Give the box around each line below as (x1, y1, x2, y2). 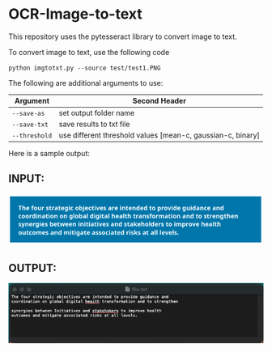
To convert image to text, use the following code (8, 47, 170, 57)
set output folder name (58, 108, 135, 117)
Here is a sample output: (8, 148, 91, 158)
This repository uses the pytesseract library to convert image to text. (8, 32, 237, 41)
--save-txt (11, 121, 49, 129)
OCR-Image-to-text (8, 5, 143, 23)
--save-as (11, 109, 45, 117)
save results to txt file (58, 119, 130, 129)
